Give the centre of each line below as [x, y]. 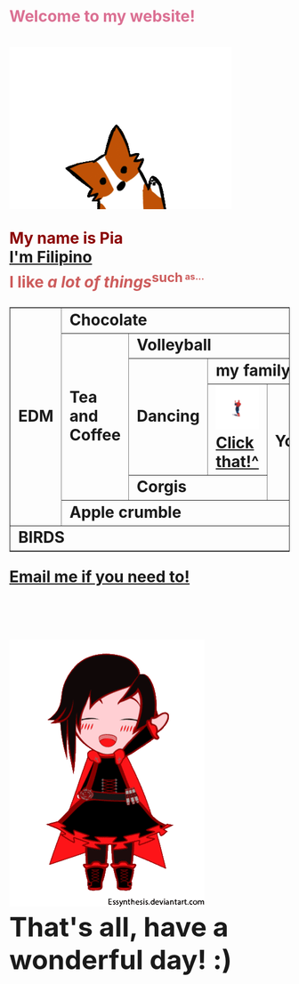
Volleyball [174, 345]
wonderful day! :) [121, 960]
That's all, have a [119, 927]
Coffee [96, 435]
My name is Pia [66, 238]
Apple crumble [126, 512]
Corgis [162, 487]
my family [253, 370]
